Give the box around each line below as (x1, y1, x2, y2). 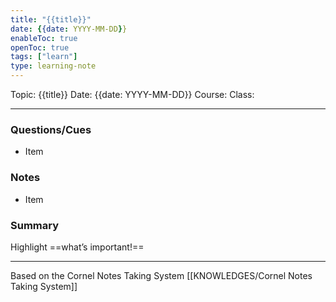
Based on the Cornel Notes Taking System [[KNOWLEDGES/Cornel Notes (10, 269, 313, 281)
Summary (10, 218, 60, 232)
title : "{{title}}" (10, 14, 92, 25)
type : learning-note (10, 61, 97, 71)
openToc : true (10, 42, 70, 53)
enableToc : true (10, 33, 78, 43)
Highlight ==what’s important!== (10, 241, 145, 253)
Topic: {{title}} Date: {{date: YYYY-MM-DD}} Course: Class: (10, 89, 255, 100)
